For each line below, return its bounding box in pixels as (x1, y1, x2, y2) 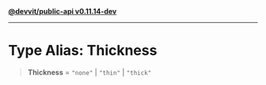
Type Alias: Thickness (8, 42, 158, 60)
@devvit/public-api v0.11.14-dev (8, 7, 117, 16)
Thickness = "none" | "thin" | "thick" (27, 67, 152, 77)
